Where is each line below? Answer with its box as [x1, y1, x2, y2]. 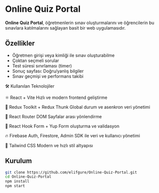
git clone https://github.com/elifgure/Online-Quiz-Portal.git [5, 170, 137, 175]
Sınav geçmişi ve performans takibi [12, 73, 83, 79]
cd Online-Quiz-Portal [5, 174, 52, 179]
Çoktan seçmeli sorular [12, 58, 59, 64]
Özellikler [5, 39, 35, 48]
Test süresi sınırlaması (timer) [12, 63, 72, 68]
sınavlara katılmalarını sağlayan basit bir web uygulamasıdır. [5, 25, 126, 31]
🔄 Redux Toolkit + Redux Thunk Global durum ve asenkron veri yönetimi [5, 104, 151, 110]
